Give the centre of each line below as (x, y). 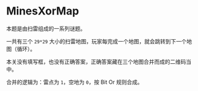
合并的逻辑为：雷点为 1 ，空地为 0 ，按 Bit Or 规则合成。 (75, 82)
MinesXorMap (43, 11)
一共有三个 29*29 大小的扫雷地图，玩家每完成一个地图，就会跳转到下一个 (97, 41)
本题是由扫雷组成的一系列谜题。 (46, 28)
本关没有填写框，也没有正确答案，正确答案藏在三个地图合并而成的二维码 (96, 61)
